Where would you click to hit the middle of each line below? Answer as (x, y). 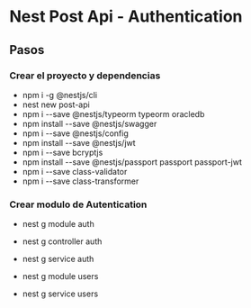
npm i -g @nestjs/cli (59, 95)
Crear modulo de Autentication (78, 204)
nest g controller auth (62, 241)
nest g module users (60, 276)
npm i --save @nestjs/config (75, 133)
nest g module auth (58, 224)
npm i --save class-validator (75, 171)
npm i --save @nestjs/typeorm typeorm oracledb (113, 113)
